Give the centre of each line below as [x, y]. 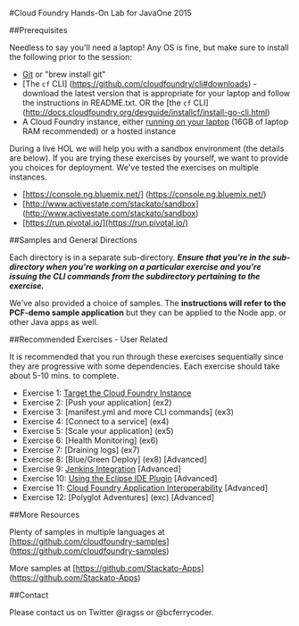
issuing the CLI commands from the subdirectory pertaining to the [135, 276]
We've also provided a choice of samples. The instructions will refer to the [148, 303]
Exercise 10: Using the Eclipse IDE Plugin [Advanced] [120, 478]
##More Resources [45, 514]
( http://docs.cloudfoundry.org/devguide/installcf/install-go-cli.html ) [146, 112]
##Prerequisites [39, 30]
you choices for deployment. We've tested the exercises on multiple [134, 167]
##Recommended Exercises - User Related [88, 339]
